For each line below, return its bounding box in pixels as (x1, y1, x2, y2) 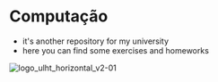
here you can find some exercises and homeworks (22, 45, 209, 55)
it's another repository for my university (22, 36, 169, 46)
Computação (9, 6, 109, 27)
